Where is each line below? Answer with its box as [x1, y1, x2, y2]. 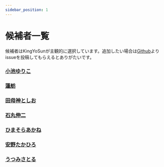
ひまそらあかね [5, 126, 42, 133]
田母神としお [5, 97, 37, 104]
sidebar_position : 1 [5, 7, 49, 12]
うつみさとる [5, 156, 37, 163]
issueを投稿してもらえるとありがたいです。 [5, 54, 94, 60]
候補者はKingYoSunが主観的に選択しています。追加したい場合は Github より [5, 48, 159, 54]
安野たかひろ [5, 141, 37, 148]
